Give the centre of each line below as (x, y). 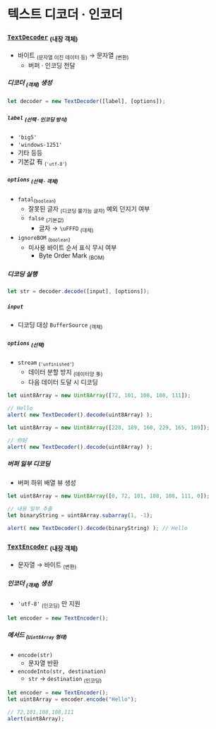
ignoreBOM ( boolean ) (44, 239)
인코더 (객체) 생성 (30, 584)
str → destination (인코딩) (65, 679)
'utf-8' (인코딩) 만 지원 (49, 604)
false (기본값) (46, 219)
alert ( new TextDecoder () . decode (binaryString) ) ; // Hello (98, 529)
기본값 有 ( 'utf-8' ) (42, 162)
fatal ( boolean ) (37, 200)
